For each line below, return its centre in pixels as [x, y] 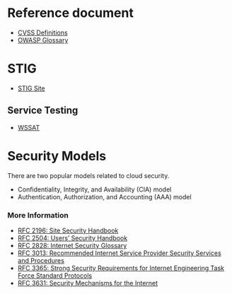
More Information [38, 215]
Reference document [71, 13]
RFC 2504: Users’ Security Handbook [72, 237]
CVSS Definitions [43, 33]
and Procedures [41, 260]
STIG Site [31, 88]
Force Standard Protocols [55, 275]
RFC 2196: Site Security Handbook [68, 230]
